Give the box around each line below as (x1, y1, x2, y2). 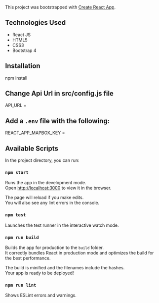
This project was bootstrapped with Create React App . (5, 4, 116, 10)
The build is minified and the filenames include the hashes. (5, 264, 125, 270)
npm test (5, 212, 26, 218)
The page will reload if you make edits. (5, 195, 84, 201)
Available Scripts (5, 144, 58, 152)
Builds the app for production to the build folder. (5, 245, 104, 251)
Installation (5, 62, 40, 70)
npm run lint (5, 282, 37, 288)
